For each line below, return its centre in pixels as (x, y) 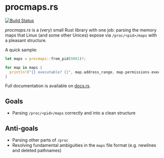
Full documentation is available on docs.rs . (48, 86)
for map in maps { (24, 67)
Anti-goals (21, 128)
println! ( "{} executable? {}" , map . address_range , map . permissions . (81, 72)
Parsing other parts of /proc (40, 140)
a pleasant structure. (26, 40)
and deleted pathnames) (37, 151)
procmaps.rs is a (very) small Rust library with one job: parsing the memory (81, 30)
